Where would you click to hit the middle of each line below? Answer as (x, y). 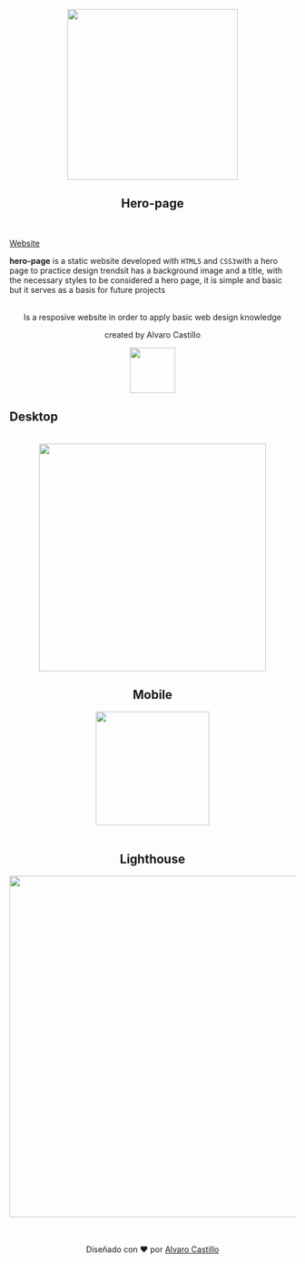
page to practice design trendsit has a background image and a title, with (146, 270)
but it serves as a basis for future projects (88, 289)
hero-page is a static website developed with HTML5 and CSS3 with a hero (144, 260)
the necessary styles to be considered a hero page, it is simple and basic (146, 280)
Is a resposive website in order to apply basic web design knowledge (152, 317)
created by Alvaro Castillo (152, 334)
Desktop (34, 417)
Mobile (152, 695)
